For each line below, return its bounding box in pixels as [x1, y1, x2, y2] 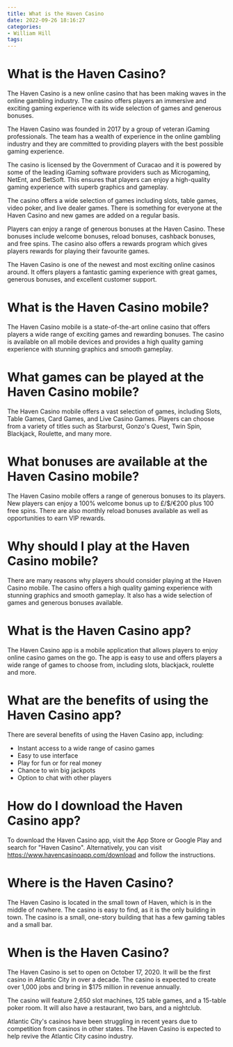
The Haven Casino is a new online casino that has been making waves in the [7, 89, 226, 98]
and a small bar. [7, 920, 53, 928]
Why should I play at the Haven [7, 538, 190, 554]
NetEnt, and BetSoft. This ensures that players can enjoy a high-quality [7, 176, 211, 184]
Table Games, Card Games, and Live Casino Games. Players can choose [7, 414, 215, 422]
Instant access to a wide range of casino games [17, 744, 155, 752]
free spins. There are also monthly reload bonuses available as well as [7, 506, 209, 514]
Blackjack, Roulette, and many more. [7, 429, 112, 438]
